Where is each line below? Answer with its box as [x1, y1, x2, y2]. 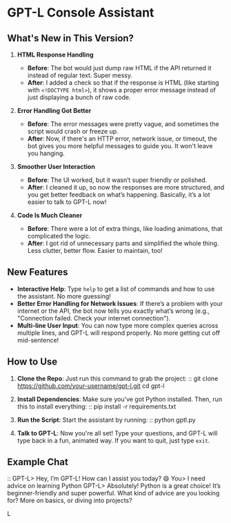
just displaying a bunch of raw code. [27, 93, 131, 101]
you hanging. [27, 150, 66, 157]
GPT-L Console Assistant [7, 5, 154, 21]
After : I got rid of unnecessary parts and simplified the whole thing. [27, 239, 219, 247]
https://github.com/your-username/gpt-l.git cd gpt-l [17, 381, 165, 390]
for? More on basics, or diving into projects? [7, 496, 132, 504]
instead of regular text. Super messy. [27, 71, 133, 79]
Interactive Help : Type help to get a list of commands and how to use [17, 285, 215, 293]
